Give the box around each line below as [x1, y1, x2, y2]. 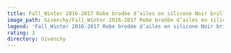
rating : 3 [7, 29, 36, 36]
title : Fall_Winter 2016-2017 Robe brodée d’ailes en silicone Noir [7, 10, 208, 17]
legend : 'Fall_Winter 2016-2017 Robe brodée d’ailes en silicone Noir [7, 23, 214, 30]
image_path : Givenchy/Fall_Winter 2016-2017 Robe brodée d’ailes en [7, 17, 208, 23]
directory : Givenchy [7, 36, 67, 43]
